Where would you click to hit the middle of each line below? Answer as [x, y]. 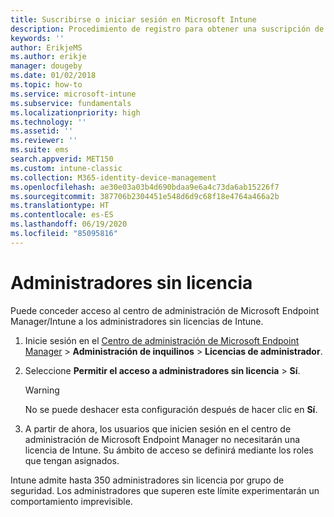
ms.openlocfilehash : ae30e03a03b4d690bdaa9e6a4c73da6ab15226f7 [145, 187]
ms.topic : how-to [46, 85]
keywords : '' [37, 38]
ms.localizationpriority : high [75, 112]
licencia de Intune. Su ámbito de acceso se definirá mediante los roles [169, 450]
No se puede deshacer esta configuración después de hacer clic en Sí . [171, 409]
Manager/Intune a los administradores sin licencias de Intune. [137, 321]
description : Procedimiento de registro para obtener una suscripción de [167, 29]
